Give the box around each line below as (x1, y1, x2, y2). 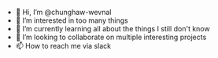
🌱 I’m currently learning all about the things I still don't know (15, 24, 210, 33)
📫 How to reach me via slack (15, 42, 112, 50)
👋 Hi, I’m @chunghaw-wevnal (15, 8, 112, 16)
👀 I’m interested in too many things (15, 16, 128, 25)
